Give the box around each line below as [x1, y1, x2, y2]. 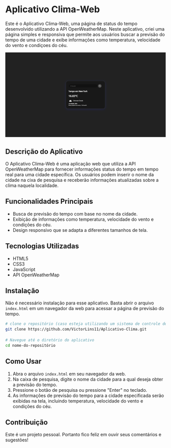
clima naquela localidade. [5, 182, 59, 188]
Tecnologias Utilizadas [5, 242, 79, 251]
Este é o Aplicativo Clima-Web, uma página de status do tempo [5, 20, 137, 27]
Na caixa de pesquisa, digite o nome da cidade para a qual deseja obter [12, 376, 163, 382]
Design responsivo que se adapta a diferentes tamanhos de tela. [12, 227, 148, 233]
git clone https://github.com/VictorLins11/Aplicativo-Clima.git [5, 327, 147, 332]
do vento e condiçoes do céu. [5, 42, 68, 48]
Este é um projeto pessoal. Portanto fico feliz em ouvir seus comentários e [5, 432, 162, 438]
